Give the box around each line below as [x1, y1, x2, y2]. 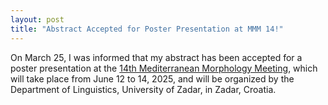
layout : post [10, 14, 65, 25]
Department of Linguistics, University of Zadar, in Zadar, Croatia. [10, 83, 277, 95]
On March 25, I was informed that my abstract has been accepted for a [10, 51, 303, 63]
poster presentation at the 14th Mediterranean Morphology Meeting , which [10, 62, 318, 74]
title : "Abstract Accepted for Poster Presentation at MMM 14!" [10, 24, 284, 34]
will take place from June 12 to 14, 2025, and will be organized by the [10, 72, 295, 85]
